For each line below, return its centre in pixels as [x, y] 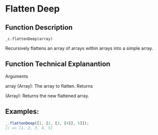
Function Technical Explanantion [58, 64]
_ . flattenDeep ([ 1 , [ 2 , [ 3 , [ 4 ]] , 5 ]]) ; [47, 123]
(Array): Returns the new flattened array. [47, 96]
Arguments [17, 76]
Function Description [39, 27]
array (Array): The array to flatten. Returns [49, 86]
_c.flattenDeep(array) [29, 39]
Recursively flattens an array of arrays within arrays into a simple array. [79, 48]
